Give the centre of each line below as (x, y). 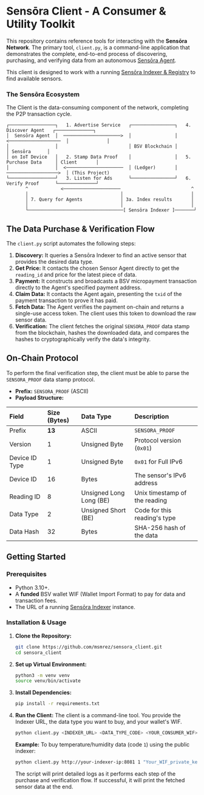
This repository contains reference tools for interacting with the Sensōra (97, 41)
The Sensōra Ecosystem (43, 94)
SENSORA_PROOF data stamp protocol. (51, 379)
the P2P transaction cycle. (39, 114)
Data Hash (24, 531)
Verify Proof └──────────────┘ (53, 184)
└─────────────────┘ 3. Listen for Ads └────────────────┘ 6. (99, 178)
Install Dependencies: (43, 693)
